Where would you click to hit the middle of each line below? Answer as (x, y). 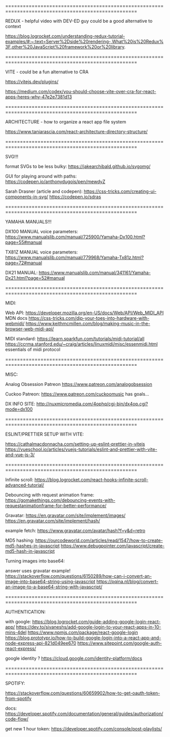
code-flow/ (17, 719)
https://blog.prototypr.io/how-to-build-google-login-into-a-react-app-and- (83, 638)
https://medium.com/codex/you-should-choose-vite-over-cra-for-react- (81, 91)
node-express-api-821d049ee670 (41, 643)
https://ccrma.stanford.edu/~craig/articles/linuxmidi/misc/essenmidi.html (81, 344)
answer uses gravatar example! (38, 571)
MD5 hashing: (20, 540)
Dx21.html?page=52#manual (35, 278)
